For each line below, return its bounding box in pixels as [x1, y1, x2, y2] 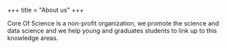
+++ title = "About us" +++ [7, 6, 84, 14]
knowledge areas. [7, 34, 58, 42]
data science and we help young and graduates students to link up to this [7, 27, 218, 35]
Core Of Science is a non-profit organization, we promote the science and [7, 19, 219, 27]
